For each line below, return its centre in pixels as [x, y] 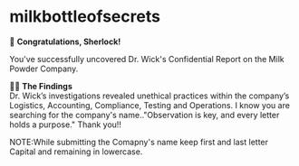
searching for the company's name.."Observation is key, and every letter [145, 115]
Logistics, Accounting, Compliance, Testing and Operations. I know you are [149, 105]
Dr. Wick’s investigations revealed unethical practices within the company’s [149, 96]
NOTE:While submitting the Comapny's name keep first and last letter [139, 142]
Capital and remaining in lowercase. [76, 152]
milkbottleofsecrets [85, 17]
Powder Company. [44, 69]
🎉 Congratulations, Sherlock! [65, 41]
